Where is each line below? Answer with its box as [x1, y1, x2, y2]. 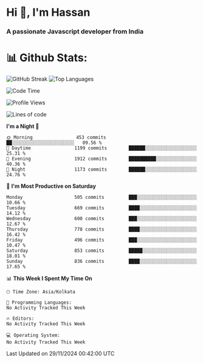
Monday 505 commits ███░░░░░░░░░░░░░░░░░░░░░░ [6, 195, 198, 201]
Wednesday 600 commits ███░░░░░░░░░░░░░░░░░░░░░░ [6, 216, 198, 222]
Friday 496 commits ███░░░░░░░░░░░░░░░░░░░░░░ [6, 237, 198, 243]
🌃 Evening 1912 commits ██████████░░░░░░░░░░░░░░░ [6, 156, 198, 162]
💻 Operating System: [6, 332, 61, 339]
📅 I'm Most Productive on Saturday [6, 182, 96, 190]
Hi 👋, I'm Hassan [6, 5, 91, 20]
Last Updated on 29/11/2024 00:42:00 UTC [6, 350, 115, 358]
